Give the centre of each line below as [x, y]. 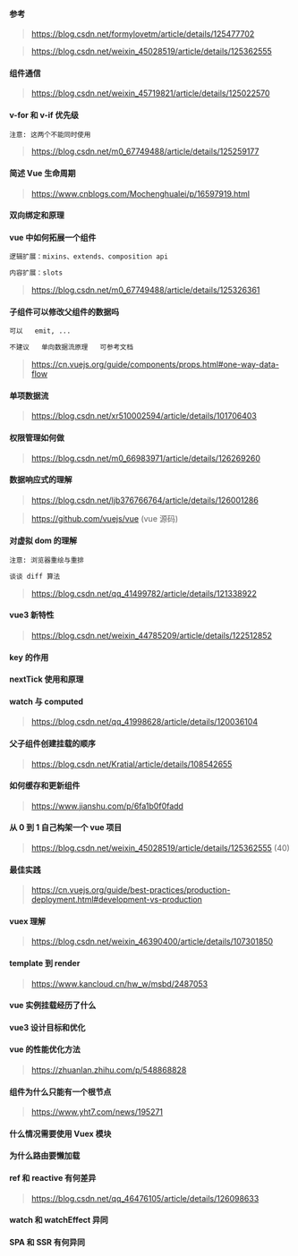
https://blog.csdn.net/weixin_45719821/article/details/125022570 [150, 93]
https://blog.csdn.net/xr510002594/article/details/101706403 [144, 416]
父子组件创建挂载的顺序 [52, 743]
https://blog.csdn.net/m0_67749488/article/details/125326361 [145, 290]
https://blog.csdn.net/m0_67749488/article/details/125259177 [145, 151]
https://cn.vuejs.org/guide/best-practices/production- [131, 890]
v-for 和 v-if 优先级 [44, 115]
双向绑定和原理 [37, 216]
